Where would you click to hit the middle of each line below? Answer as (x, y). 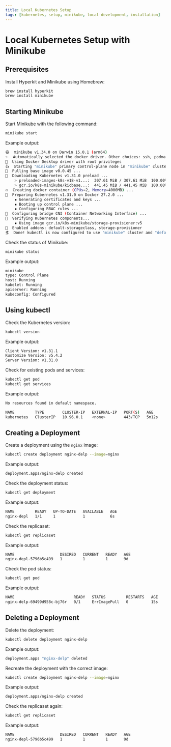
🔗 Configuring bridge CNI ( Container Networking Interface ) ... (76, 214)
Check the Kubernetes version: (38, 322)
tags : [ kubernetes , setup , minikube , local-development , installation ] (83, 15)
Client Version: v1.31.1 (32, 351)
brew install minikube (29, 96)
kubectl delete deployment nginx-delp (46, 639)
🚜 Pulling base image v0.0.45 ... (43, 171)
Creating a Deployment (43, 433)
